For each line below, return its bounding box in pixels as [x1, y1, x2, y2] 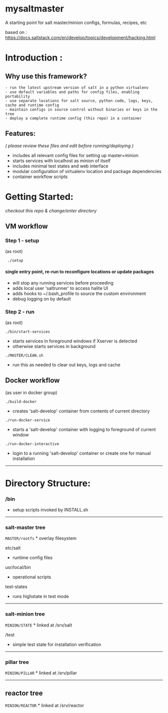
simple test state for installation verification [12, 641, 101, 647]
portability [5, 93, 30, 99]
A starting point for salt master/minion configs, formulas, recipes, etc [5, 19, 147, 25]
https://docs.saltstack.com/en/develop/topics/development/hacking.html [5, 34, 156, 40]
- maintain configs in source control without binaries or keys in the [5, 107, 157, 112]
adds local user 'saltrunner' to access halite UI [12, 285, 108, 291]
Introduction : [5, 52, 63, 63]
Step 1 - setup [5, 237, 39, 244]
